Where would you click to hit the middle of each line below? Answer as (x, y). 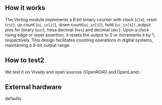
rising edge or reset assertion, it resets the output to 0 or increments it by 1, (80, 35)
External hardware (33, 87)
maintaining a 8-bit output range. (38, 45)
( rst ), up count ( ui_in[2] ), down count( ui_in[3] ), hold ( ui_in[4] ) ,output (78, 25)
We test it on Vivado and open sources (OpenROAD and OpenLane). (73, 72)
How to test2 (25, 60)
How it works (25, 8)
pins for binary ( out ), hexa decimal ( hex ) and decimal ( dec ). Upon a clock (77, 30)
